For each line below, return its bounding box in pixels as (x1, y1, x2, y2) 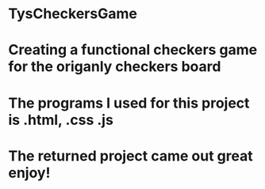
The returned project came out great (8, 147, 253, 164)
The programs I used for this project (8, 94, 250, 112)
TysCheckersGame (8, 5, 137, 23)
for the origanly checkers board (8, 58, 221, 76)
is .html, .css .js (8, 111, 113, 129)
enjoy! (8, 164, 51, 182)
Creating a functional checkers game (8, 41, 258, 59)
